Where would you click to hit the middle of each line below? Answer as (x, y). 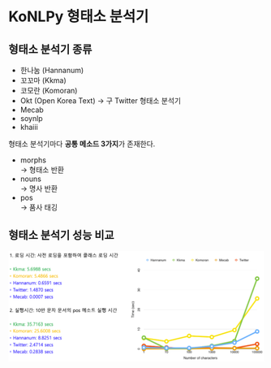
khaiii (29, 127)
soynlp (31, 118)
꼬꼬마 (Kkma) (43, 80)
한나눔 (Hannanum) (52, 70)
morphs (33, 160)
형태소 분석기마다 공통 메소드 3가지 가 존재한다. (82, 144)
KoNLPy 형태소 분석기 (79, 17)
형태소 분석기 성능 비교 (62, 235)
